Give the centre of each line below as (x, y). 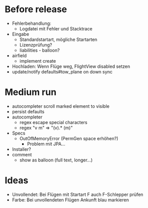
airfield (19, 55)
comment (22, 154)
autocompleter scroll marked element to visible (61, 106)
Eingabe (21, 34)
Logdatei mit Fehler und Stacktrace (56, 28)
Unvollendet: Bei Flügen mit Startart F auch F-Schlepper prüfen (78, 194)
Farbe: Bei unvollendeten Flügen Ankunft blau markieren (70, 200)
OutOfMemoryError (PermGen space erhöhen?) (69, 138)
